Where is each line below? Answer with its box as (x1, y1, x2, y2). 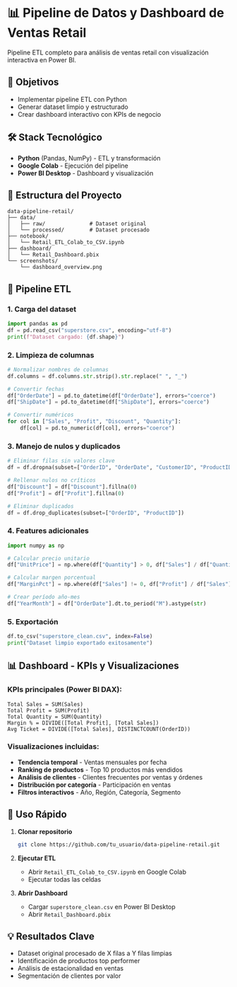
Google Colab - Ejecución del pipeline (17, 161, 128, 170)
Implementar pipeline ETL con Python (17, 95, 127, 103)
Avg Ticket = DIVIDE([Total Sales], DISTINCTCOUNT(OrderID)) (7, 725, 191, 732)
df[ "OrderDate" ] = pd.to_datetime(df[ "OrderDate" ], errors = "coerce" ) (7, 392, 217, 399)
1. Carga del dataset (7, 304, 77, 314)
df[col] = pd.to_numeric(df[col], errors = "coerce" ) (20, 425, 175, 432)
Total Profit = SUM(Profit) (7, 707, 90, 714)
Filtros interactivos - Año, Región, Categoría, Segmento (17, 787, 181, 796)
